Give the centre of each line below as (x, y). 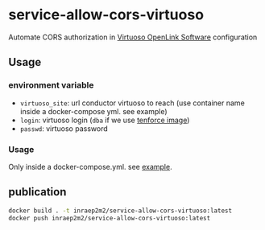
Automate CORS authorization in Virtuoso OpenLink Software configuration (133, 37)
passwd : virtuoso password (64, 128)
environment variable (51, 85)
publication (37, 192)
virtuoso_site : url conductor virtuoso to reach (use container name (132, 103)
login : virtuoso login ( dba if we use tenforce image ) (105, 120)
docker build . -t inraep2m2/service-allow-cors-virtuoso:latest (120, 211)
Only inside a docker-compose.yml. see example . (90, 166)
